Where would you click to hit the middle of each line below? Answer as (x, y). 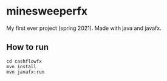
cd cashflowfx (24, 61)
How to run (28, 47)
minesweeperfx (47, 11)
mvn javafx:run (26, 72)
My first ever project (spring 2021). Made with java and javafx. (84, 28)
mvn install (21, 66)
